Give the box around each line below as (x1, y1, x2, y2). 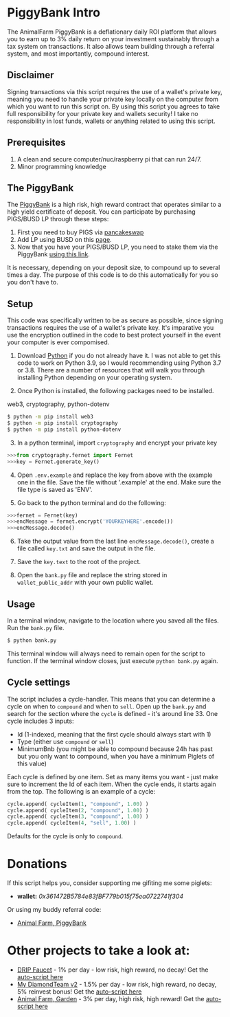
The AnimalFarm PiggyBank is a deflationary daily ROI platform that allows (7, 27, 217, 36)
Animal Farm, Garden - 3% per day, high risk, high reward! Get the (16, 995, 205, 1003)
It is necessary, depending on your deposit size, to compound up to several (7, 263, 220, 272)
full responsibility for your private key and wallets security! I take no (7, 109, 199, 118)
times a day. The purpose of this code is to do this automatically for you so (7, 271, 218, 279)
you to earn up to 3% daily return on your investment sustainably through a (7, 34, 220, 43)
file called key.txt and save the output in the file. (16, 544, 156, 552)
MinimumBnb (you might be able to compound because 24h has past (16, 744, 213, 753)
